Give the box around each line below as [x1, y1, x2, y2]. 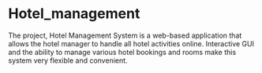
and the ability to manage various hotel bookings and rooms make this [8, 47, 237, 57]
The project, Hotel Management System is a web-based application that [8, 31, 242, 40]
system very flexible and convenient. [8, 56, 128, 65]
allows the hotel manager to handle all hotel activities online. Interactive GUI [8, 38, 255, 48]
